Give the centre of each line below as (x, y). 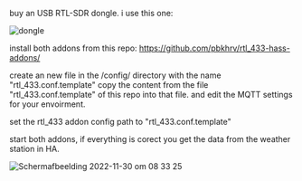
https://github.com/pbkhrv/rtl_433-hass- (215, 48)
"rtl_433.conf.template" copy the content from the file (109, 85)
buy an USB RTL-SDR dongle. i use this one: (91, 13)
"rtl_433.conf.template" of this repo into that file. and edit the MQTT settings (151, 95)
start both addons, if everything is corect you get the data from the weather (150, 139)
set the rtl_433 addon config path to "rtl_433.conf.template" (121, 122)
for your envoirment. (47, 104)
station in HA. (35, 149)
